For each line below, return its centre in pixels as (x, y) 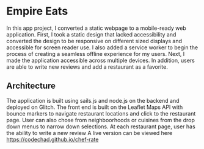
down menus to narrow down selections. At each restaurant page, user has (101, 126)
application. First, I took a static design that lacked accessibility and (91, 34)
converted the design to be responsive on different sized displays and (94, 41)
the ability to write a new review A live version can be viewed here (89, 133)
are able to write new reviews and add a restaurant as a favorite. (87, 67)
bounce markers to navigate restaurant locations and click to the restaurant (101, 113)
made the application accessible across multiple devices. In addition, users (101, 60)
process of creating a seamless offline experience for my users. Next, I (96, 54)
